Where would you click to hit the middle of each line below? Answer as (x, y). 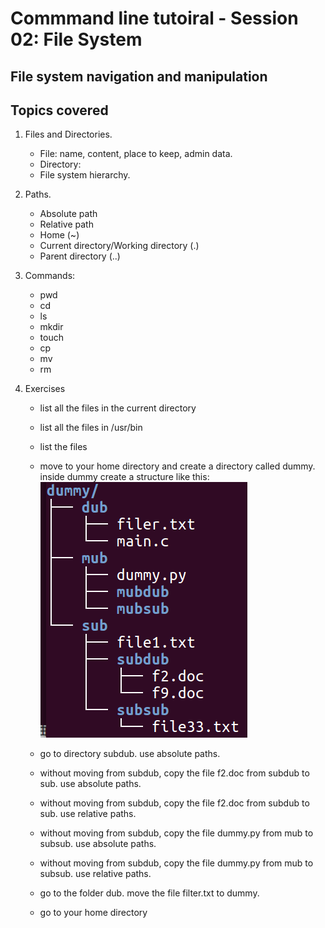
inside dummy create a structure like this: (124, 477)
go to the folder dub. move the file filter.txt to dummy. (149, 893)
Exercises (45, 389)
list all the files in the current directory (118, 408)
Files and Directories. (68, 134)
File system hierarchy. (85, 175)
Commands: (50, 276)
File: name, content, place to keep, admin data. (136, 154)
